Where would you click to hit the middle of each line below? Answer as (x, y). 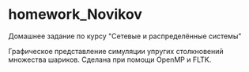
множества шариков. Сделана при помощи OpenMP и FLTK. (110, 59)
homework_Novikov (75, 14)
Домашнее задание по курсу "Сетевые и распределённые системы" (125, 36)
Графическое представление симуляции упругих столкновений (116, 51)
